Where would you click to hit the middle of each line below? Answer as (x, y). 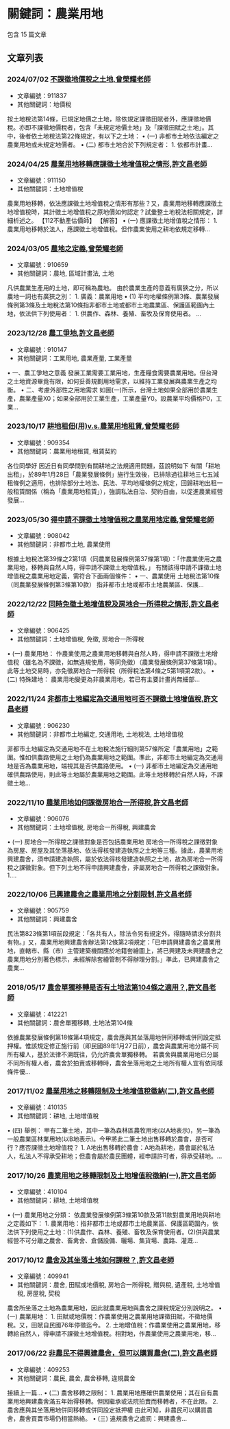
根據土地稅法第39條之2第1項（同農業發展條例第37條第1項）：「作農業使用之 (112, 559)
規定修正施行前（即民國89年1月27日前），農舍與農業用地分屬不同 (128, 1046)
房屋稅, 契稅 (43, 1293)
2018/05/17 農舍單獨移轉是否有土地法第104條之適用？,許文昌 (108, 987)
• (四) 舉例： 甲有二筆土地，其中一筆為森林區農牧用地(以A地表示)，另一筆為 (114, 1130)
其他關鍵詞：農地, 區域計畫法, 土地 (65, 273)
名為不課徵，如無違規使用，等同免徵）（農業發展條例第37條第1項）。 (126, 662)
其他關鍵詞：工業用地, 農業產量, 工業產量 (74, 358)
